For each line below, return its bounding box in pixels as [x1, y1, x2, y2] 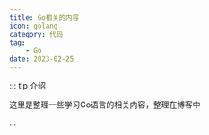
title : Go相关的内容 [9, 13, 79, 22]
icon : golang [9, 21, 58, 30]
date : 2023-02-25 [9, 55, 74, 63]
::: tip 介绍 [9, 80, 47, 90]
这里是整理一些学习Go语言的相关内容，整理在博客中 [9, 99, 201, 110]
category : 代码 [9, 30, 64, 38]
